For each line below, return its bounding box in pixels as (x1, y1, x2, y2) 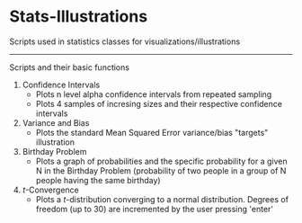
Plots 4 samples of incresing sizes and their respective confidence (35, 98, 283, 109)
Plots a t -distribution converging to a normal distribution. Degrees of (35, 193, 289, 204)
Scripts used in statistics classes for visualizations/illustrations (9, 36, 241, 47)
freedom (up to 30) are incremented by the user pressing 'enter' (35, 203, 274, 214)
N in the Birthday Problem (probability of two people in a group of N (35, 165, 287, 176)
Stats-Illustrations (9, 6, 148, 27)
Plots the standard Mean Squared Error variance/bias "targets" (35, 127, 269, 138)
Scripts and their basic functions (9, 61, 130, 73)
